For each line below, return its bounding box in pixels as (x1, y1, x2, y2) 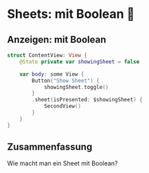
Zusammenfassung (7, 141, 93, 153)
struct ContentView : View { (7, 52, 88, 59)
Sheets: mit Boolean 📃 (7, 6, 135, 22)
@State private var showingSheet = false (19, 58, 139, 65)
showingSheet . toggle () (43, 83, 109, 90)
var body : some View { (19, 70, 84, 78)
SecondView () (43, 103, 81, 110)
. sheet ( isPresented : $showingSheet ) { (32, 96, 143, 103)
